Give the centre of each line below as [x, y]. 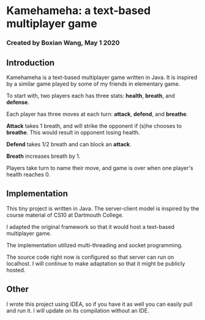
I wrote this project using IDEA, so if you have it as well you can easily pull [99, 304]
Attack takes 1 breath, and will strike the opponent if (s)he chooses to [94, 125]
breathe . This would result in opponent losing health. [73, 132]
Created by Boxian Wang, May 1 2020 [63, 43]
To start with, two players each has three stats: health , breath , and [91, 95]
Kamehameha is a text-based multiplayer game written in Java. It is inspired [102, 77]
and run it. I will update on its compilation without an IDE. [78, 310]
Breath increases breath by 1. [43, 156]
